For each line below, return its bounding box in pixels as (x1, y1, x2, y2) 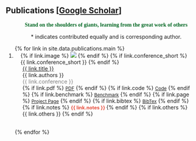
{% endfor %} (14, 128, 50, 136)
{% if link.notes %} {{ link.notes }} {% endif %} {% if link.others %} (22, 103, 188, 111)
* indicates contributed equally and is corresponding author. (30, 33, 182, 40)
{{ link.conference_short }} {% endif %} (20, 58, 119, 66)
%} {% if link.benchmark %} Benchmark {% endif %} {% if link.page (22, 91, 190, 98)
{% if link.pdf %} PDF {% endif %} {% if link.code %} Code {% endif (22, 84, 190, 91)
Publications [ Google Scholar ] (5, 5, 122, 16)
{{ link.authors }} (22, 71, 65, 78)
